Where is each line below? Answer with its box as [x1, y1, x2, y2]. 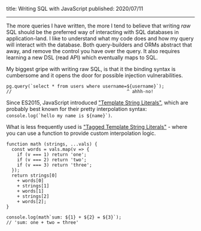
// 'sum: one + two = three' [6, 220, 79, 226]
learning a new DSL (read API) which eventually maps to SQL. [6, 54, 159, 61]
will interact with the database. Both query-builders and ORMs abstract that [6, 41, 193, 48]
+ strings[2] [17, 193, 50, 199]
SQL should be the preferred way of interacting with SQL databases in [6, 29, 179, 35]
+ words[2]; [17, 199, 47, 205]
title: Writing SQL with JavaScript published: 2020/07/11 [6, 5, 144, 12]
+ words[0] [17, 178, 44, 184]
